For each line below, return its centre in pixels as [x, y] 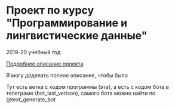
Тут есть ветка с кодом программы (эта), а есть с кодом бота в [87, 86]
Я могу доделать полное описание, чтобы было [67, 75]
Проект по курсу [50, 10]
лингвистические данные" [77, 36]
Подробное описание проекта [45, 64]
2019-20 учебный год [33, 52]
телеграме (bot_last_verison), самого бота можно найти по [81, 93]
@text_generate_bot [31, 99]
